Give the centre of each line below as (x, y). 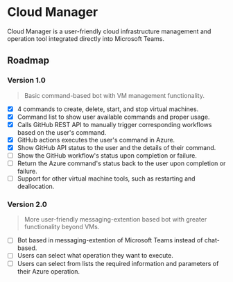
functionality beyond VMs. (62, 227)
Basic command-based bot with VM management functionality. (114, 95)
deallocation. (36, 186)
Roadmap (28, 61)
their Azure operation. (49, 271)
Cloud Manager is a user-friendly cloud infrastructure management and (109, 31)
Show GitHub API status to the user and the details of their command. (116, 147)
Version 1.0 (27, 81)
